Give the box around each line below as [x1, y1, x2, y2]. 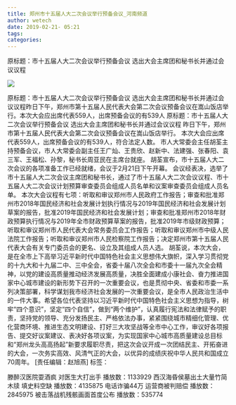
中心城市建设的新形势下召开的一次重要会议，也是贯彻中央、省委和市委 [13, 279, 216, 287]
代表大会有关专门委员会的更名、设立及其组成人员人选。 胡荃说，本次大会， [7, 244, 225, 252]
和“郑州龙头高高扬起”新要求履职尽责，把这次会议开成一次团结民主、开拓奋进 [7, 340, 228, 349]
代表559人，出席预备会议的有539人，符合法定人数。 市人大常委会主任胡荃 [7, 138, 223, 147]
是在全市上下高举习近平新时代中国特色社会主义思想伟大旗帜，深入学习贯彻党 [7, 252, 229, 261]
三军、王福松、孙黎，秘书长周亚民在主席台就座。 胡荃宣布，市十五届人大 [7, 156, 218, 164]
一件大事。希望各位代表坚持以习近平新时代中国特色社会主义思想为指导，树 [13, 297, 229, 305]
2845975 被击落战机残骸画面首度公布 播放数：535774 [7, 390, 164, 399]
